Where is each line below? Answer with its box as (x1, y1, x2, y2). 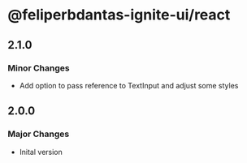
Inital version (19, 147, 63, 157)
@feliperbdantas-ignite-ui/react (7, 6, 231, 24)
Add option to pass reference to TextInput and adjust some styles (19, 80, 239, 90)
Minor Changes (7, 62, 70, 74)
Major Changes (7, 128, 70, 139)
